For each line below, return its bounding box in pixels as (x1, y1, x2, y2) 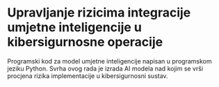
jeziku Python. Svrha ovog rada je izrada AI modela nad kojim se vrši (7, 64, 204, 72)
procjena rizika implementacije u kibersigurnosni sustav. (7, 71, 168, 80)
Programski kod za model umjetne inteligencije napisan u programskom (7, 57, 212, 65)
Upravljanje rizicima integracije (7, 5, 191, 21)
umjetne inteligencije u (7, 19, 143, 35)
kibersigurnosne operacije (7, 35, 163, 50)
